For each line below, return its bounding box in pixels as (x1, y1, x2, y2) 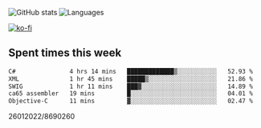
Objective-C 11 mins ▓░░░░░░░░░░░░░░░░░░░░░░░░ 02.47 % (8, 97, 253, 106)
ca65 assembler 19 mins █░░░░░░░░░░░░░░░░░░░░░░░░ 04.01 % (8, 90, 253, 98)
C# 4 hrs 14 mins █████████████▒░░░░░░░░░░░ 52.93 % (8, 67, 253, 75)
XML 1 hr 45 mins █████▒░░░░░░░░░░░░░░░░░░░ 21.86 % (8, 74, 253, 83)
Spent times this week (8, 46, 122, 60)
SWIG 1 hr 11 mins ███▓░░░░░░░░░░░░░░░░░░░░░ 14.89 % (8, 82, 253, 90)
